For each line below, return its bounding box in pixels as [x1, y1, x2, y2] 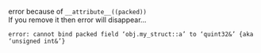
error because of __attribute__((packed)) [8, 7, 147, 16]
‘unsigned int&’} [8, 37, 66, 45]
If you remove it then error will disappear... [8, 15, 147, 25]
